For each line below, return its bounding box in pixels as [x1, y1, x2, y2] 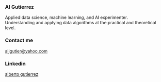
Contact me [5, 37, 33, 44]
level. [5, 25, 16, 31]
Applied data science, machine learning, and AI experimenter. [5, 15, 128, 20]
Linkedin [5, 60, 26, 67]
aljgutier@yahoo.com [5, 48, 48, 54]
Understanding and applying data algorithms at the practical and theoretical [5, 20, 157, 26]
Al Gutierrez [5, 3, 34, 10]
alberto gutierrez [5, 71, 39, 77]
